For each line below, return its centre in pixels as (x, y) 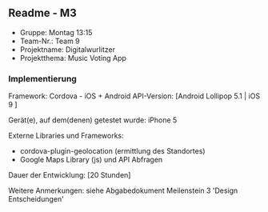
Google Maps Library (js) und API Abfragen (91, 160)
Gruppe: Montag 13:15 (56, 32)
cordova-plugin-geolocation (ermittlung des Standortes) (112, 151)
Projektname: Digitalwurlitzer (68, 49)
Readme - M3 (43, 13)
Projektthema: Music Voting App (73, 58)
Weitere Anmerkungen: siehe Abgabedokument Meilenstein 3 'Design (123, 190)
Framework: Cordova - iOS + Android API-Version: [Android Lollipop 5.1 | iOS (134, 96)
